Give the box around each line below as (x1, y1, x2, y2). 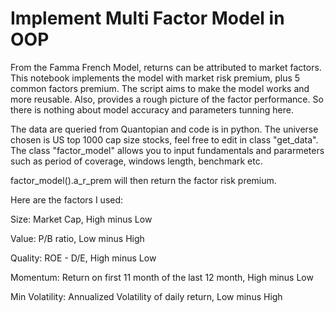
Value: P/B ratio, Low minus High (10, 232, 145, 244)
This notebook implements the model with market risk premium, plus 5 (10, 72, 301, 84)
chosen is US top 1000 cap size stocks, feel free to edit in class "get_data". (10, 133, 319, 146)
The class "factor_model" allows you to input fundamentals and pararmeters (10, 144, 325, 156)
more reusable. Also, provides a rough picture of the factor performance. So (10, 93, 324, 105)
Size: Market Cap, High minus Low (10, 213, 153, 225)
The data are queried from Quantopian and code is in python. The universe (10, 123, 319, 135)
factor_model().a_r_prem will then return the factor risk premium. (10, 174, 277, 186)
